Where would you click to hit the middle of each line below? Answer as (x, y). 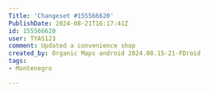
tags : (17, 61)
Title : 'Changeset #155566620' (61, 16)
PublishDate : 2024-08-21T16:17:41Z (68, 23)
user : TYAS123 (32, 38)
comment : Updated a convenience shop (72, 46)
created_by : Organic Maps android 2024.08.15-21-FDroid (104, 53)
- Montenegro (30, 69)
